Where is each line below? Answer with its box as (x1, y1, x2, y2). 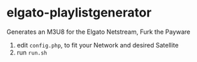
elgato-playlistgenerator (6, 5, 152, 21)
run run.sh (16, 48, 48, 56)
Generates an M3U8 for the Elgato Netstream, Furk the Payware (6, 28, 191, 36)
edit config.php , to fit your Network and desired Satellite (16, 41, 179, 49)
